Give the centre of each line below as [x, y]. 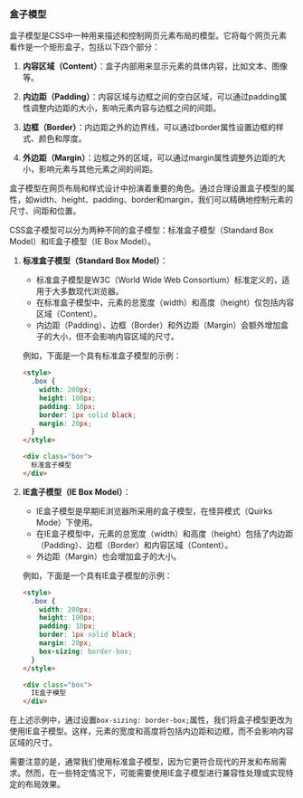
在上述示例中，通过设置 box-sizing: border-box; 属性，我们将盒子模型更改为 [151, 720]
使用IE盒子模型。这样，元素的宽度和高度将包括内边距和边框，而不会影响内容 [151, 731]
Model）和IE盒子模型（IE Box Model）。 [83, 242]
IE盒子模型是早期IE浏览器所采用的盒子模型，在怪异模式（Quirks [154, 511]
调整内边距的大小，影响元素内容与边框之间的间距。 [126, 108]
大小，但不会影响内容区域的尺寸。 [115, 337]
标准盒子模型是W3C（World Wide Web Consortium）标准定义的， [159, 280]
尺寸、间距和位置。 [45, 211]
